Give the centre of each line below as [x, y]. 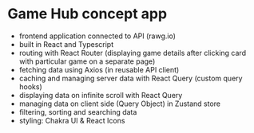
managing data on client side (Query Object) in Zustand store [120, 104]
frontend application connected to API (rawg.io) [97, 36]
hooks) [31, 86]
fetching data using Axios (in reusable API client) [99, 69]
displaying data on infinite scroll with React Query [101, 95]
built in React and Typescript [66, 44]
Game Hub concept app [87, 14]
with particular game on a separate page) [87, 61]
